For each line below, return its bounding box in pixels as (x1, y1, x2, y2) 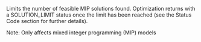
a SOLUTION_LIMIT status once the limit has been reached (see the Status (6, 11, 192, 18)
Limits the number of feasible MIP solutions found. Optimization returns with (6, 5, 196, 12)
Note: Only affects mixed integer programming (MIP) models (6, 29, 156, 36)
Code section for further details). (6, 18, 88, 24)
